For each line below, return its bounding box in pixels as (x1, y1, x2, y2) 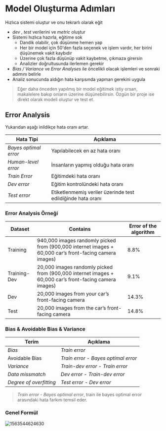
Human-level (7, 158, 39, 165)
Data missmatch (7, 371, 46, 378)
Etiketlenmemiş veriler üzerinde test (51, 189, 134, 196)
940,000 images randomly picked (37, 237, 116, 244)
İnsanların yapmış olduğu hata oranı (51, 162, 134, 168)
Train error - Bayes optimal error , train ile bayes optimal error (17, 392, 142, 398)
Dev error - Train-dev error (60, 371, 125, 378)
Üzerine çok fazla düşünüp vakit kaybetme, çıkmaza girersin (19, 55, 143, 61)
